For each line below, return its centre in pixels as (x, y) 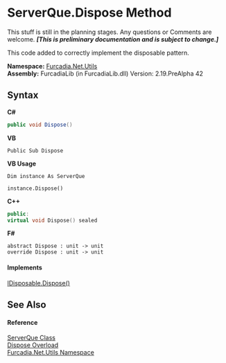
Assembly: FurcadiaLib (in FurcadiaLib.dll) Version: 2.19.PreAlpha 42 (105, 73)
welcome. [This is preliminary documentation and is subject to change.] (113, 39)
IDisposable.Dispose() (39, 283)
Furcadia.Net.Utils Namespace (51, 353)
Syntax (23, 95)
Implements (25, 267)
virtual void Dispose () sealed (52, 220)
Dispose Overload (33, 345)
